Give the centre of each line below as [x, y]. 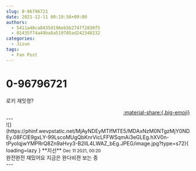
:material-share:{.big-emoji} [157, 112]
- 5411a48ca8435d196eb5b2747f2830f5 [56, 28]
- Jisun [21, 44]
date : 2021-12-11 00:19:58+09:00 [47, 17]
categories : [20, 39]
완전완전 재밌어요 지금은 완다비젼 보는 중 [52, 158]
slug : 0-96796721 [27, 11]
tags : [13, 50]
